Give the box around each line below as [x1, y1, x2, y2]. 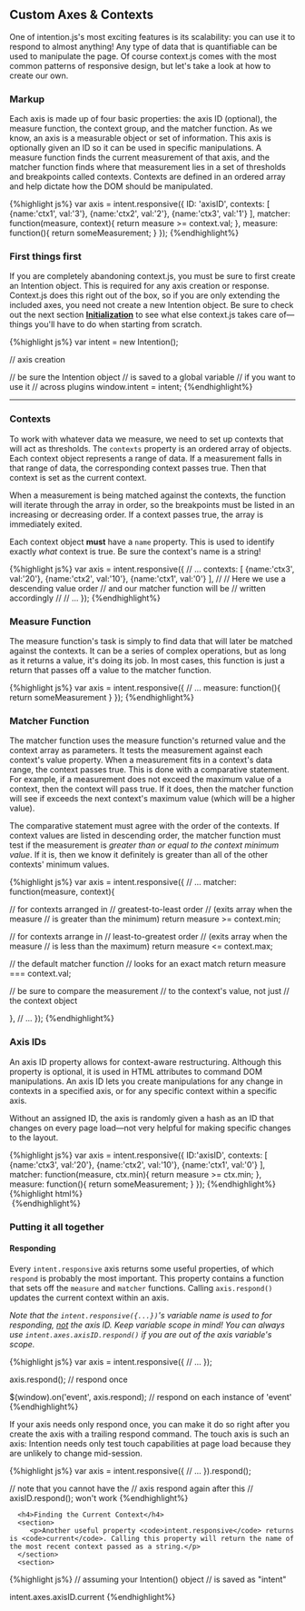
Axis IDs [9, 1036, 47, 1049]
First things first [9, 250, 82, 263]
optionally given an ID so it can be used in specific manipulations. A [9, 143, 261, 154]
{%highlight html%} [9, 1188, 84, 1198]
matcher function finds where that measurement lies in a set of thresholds [9, 162, 286, 173]
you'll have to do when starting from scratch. [34, 319, 202, 330]
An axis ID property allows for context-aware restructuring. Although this [9, 1056, 282, 1067]
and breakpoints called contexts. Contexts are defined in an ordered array [9, 172, 286, 183]
